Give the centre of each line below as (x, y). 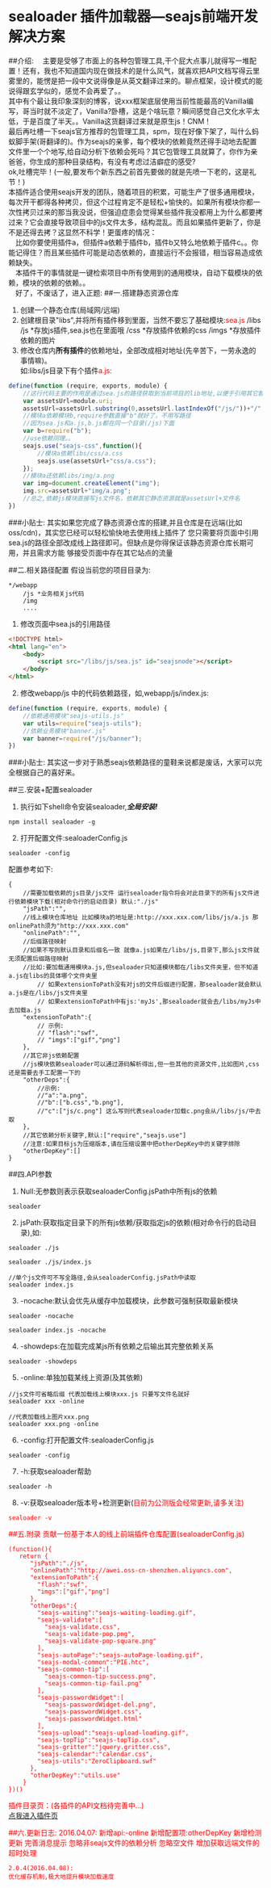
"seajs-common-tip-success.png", (100, 1676)
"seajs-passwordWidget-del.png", (100, 1705)
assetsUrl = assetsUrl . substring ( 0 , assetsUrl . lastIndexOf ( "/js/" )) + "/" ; (144, 409)
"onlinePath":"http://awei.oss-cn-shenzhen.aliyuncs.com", (131, 1571)
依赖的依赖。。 (67, 283)
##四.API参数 (30, 1174)
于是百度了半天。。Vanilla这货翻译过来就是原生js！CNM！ (117, 121)
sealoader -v (30, 1518)
